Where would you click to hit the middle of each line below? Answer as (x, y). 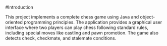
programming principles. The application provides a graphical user (93, 22)
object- (148, 17)
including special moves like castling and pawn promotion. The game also (82, 33)
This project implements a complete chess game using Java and (72, 17)
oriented (14, 22)
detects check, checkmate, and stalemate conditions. (61, 38)
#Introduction (19, 7)
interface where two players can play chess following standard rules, (77, 27)
